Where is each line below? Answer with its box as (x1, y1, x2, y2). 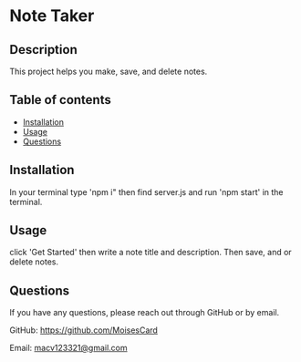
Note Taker (9, 5, 95, 26)
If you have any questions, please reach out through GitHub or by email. (9, 307, 280, 318)
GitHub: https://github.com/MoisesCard (9, 325, 158, 336)
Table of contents (9, 92, 111, 108)
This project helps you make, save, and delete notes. (9, 66, 208, 77)
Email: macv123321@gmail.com (9, 343, 128, 354)
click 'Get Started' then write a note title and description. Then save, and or (9, 247, 292, 258)
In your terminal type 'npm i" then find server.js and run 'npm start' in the (9, 186, 285, 197)
